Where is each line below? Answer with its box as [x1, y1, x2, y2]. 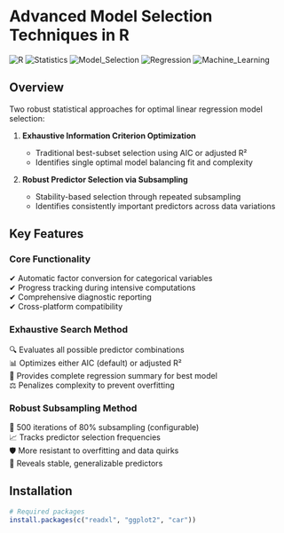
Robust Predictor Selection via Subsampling [21, 174, 188, 184]
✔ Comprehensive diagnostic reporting [9, 292, 153, 302]
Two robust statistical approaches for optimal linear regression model [9, 104, 264, 114]
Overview [9, 80, 65, 95]
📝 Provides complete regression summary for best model [9, 370, 217, 380]
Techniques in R [9, 25, 130, 45]
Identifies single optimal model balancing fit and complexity [35, 157, 253, 168]
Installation [9, 483, 73, 498]
